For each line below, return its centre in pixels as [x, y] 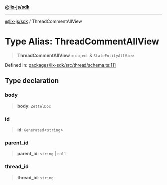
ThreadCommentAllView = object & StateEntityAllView [76, 55]
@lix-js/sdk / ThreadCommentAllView [43, 21]
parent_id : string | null [42, 154]
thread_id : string [35, 177]
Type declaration [32, 81]
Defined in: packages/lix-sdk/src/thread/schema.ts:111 [61, 65]
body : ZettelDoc [34, 106]
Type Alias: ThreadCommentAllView [82, 42]
